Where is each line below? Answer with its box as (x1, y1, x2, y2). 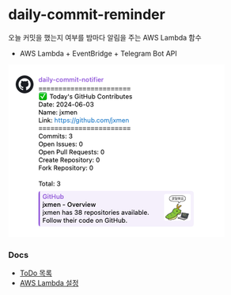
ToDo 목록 (19, 268, 53, 278)
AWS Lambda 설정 (19, 278, 79, 288)
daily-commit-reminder (8, 6, 166, 24)
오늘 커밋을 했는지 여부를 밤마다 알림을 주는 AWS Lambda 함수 (8, 33, 202, 42)
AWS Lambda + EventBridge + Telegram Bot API (19, 48, 178, 58)
